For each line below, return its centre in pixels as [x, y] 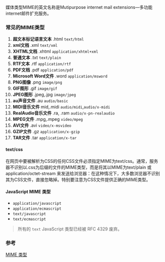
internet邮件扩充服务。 [28, 13]
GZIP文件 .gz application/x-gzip [46, 132]
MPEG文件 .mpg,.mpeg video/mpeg [48, 119]
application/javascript [37, 203]
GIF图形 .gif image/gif [35, 88]
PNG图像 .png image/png [37, 82]
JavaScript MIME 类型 [28, 192]
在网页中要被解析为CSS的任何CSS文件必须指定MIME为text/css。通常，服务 [82, 161]
